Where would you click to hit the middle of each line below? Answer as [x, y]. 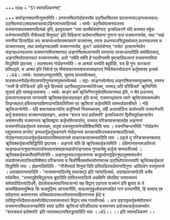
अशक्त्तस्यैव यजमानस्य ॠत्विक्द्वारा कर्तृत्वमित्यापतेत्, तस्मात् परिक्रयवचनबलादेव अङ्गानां [74, 121]
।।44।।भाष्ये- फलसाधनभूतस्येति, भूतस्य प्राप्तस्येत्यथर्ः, [51, 75]
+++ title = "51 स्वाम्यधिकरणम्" [33, 8]
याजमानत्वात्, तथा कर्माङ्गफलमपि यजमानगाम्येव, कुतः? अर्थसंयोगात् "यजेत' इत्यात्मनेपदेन [75, 46]
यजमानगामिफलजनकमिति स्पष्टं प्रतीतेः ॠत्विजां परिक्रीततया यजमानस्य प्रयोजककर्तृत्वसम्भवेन [77, 206]
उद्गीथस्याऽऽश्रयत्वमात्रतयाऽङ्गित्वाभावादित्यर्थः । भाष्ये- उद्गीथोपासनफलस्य [65, 24]
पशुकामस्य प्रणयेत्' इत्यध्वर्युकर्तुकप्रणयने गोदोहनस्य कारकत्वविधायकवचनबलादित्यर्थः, [71, 132]
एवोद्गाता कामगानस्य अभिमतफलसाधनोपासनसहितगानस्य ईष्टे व [55, 195]
